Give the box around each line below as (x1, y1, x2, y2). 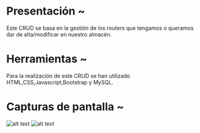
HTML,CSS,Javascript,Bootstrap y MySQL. (6, 78, 114, 86)
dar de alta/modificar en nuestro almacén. (6, 30, 112, 38)
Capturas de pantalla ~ (6, 100, 124, 114)
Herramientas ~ (6, 52, 87, 66)
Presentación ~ (6, 4, 85, 18)
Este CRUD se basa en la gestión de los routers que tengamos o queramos (6, 24, 194, 32)
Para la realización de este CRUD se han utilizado (6, 72, 130, 80)
